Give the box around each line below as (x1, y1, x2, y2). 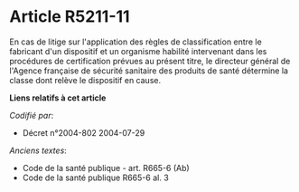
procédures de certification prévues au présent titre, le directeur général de (9, 55, 291, 66)
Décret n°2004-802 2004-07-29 (22, 127, 145, 138)
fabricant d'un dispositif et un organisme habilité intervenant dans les (9, 45, 267, 56)
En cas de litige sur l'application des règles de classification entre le (9, 36, 262, 47)
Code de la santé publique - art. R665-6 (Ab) (22, 162, 190, 173)
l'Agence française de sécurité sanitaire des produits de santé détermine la (9, 65, 289, 76)
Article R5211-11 (9, 6, 130, 27)
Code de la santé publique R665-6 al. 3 (22, 172, 169, 183)
